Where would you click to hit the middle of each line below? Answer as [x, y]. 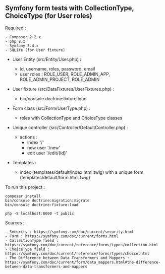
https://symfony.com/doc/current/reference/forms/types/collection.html [82, 245]
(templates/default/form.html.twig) [55, 177]
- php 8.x [15, 41]
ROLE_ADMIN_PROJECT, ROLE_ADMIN [60, 79]
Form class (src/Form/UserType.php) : [51, 108]
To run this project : [25, 187]
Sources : [15, 222]
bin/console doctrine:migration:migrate [48, 201]
